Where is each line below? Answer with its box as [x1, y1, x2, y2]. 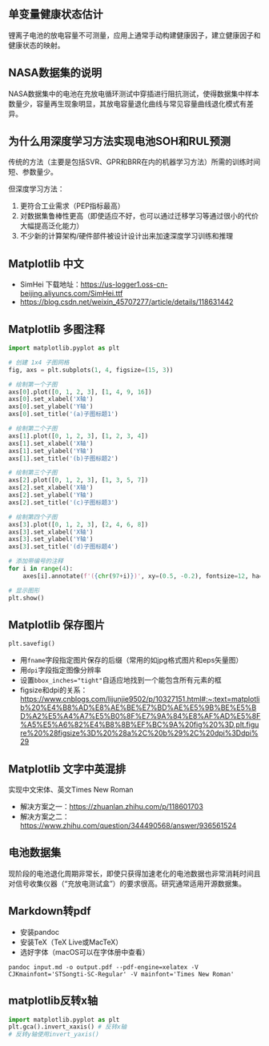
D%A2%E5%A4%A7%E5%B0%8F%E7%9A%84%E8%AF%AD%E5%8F [19, 711, 261, 721]
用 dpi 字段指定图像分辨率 [19, 665, 102, 675]
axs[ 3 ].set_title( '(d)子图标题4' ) [8, 543, 118, 551]
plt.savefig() [8, 639, 56, 648]
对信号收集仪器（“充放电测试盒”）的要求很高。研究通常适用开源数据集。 [8, 879, 247, 888]
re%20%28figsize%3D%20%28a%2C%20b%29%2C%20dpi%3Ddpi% [19, 728, 259, 738]
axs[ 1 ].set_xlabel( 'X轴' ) [8, 439, 94, 447]
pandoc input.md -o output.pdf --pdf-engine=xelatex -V [8, 963, 199, 971]
